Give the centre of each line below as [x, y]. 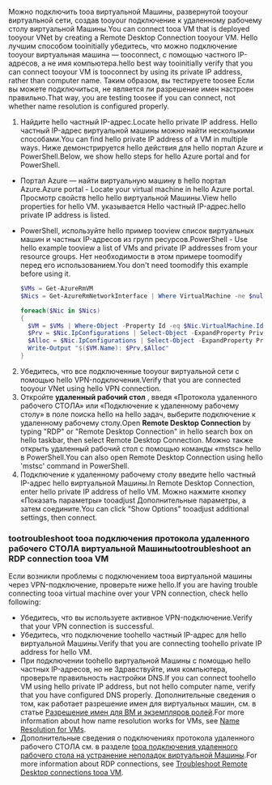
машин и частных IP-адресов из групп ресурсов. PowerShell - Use [134, 239]
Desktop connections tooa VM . [72, 773]
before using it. [45, 274]
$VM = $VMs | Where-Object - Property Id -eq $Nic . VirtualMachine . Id [146, 326]
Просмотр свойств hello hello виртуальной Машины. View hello [128, 198]
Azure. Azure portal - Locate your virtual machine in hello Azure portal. [137, 189]
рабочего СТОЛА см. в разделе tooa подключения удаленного [129, 747]
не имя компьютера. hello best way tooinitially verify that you [150, 63]
